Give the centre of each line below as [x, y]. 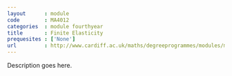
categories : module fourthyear [55, 26]
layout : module [38, 13]
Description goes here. [40, 65]
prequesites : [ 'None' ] [41, 39]
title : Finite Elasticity [55, 33]
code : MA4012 [38, 20]
